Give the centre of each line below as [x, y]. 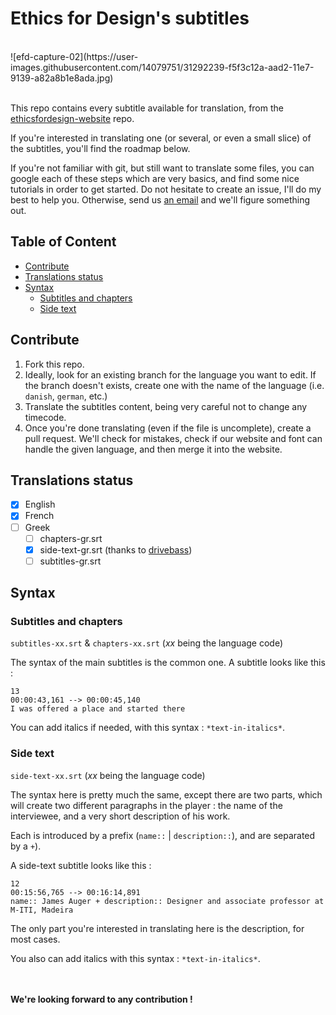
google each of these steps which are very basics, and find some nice [155, 178]
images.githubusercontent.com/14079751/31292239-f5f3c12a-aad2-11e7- [162, 67]
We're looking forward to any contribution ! [101, 999]
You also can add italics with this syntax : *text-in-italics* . [135, 958]
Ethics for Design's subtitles [130, 18]
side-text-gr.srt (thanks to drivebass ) [116, 549]
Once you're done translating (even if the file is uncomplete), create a [168, 428]
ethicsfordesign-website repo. [72, 118]
